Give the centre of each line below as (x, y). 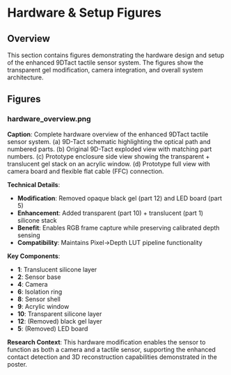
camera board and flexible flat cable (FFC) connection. (86, 171)
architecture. (25, 77)
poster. (17, 364)
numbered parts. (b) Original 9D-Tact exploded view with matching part (110, 149)
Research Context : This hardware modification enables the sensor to (106, 342)
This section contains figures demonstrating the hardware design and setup (116, 55)
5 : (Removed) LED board (53, 328)
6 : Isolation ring (40, 292)
